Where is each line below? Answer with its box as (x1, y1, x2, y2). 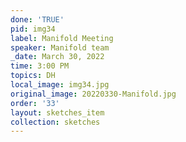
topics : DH (10, 71, 56, 81)
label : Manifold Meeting (10, 33, 114, 43)
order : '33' (10, 98, 60, 108)
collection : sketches (10, 117, 101, 127)
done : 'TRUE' (10, 14, 65, 25)
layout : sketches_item (10, 107, 105, 118)
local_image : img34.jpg (10, 80, 110, 90)
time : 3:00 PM (10, 61, 70, 71)
